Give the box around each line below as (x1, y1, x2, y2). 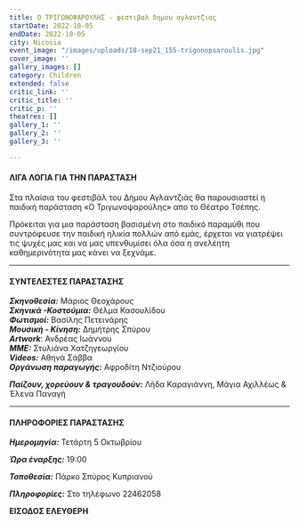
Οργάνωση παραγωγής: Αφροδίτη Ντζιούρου (9, 362, 182, 373)
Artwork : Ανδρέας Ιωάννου (9, 334, 112, 344)
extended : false (9, 79, 69, 88)
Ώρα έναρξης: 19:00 (9, 455, 87, 465)
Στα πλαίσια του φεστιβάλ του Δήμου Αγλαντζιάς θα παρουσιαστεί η (9, 192, 266, 203)
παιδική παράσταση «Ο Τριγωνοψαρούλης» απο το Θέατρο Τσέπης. (9, 201, 261, 212)
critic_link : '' (9, 87, 69, 96)
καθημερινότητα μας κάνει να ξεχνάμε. (9, 246, 157, 258)
